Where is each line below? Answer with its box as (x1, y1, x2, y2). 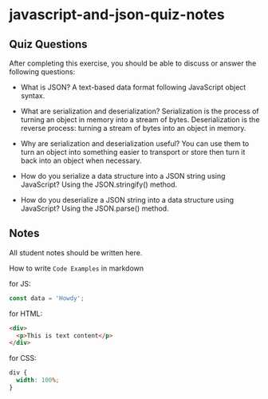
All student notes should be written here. (9, 247, 143, 257)
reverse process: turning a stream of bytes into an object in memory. (20, 124, 246, 132)
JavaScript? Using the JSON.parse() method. (20, 203, 170, 213)
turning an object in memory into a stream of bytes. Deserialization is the (20, 115, 260, 124)
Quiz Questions (9, 38, 88, 51)
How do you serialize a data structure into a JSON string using (20, 172, 226, 180)
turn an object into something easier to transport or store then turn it (20, 148, 246, 156)
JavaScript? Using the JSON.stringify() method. (20, 180, 178, 189)
